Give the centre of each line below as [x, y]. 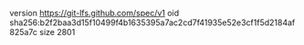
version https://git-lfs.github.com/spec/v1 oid [94, 13]
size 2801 [58, 32]
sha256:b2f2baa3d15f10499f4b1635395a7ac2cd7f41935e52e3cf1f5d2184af [152, 22]
